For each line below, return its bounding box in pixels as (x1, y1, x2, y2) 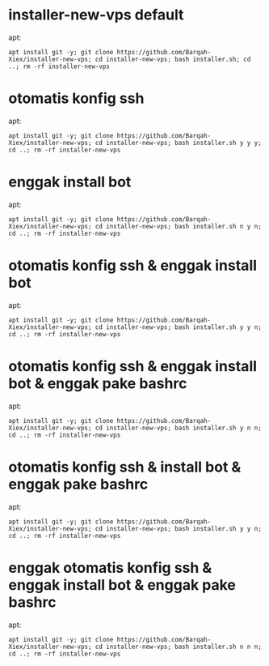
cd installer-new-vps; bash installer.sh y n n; (95, 424, 263, 432)
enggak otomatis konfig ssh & (8, 558, 212, 577)
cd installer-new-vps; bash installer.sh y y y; (95, 139, 263, 147)
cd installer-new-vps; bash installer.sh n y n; (95, 222, 263, 230)
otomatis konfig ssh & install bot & (8, 458, 242, 476)
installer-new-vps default (8, 6, 184, 24)
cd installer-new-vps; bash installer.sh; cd (95, 55, 251, 63)
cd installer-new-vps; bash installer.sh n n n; (95, 643, 263, 651)
